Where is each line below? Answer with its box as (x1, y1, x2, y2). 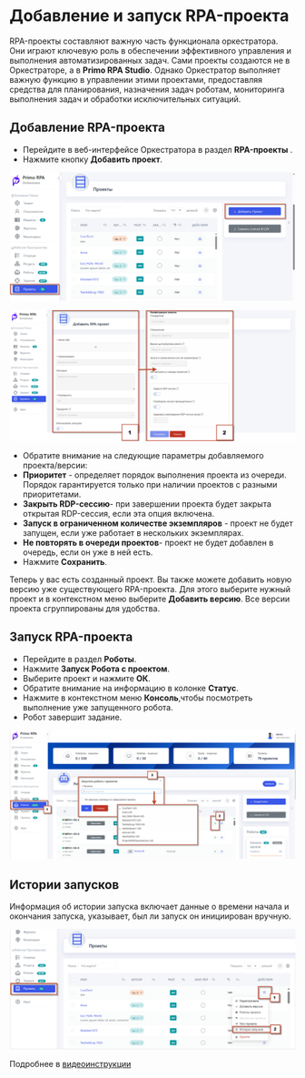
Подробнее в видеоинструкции (9, 1059, 132, 1070)
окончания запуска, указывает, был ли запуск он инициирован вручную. (9, 911, 292, 922)
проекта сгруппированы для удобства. (9, 603, 161, 614)
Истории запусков (9, 877, 120, 892)
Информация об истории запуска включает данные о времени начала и (9, 902, 290, 912)
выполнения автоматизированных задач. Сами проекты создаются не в (9, 55, 290, 65)
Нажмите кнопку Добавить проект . (22, 154, 163, 165)
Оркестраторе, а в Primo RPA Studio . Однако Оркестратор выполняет (9, 65, 281, 76)
